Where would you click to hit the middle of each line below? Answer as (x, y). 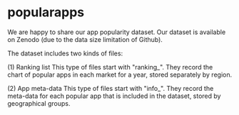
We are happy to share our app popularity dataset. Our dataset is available (117, 32)
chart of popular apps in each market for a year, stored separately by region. (120, 75)
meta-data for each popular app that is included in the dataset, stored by (114, 96)
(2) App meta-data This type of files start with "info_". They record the (111, 88)
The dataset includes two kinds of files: (65, 53)
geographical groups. (39, 103)
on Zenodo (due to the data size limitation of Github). (85, 39)
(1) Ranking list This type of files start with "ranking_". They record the (110, 67)
